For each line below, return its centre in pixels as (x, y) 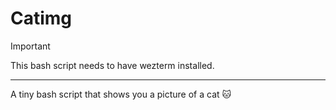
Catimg (41, 18)
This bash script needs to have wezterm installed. (112, 65)
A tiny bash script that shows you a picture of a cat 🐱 (121, 94)
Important (30, 46)
